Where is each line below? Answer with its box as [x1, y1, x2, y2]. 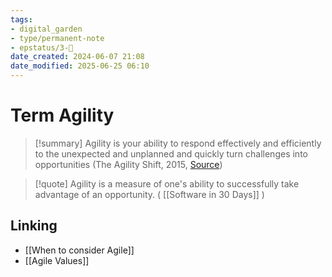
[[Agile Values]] [24, 254, 90, 266]
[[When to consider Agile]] [24, 244, 135, 256]
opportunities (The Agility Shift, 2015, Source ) [34, 158, 223, 170]
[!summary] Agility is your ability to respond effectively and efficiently [34, 137, 322, 149]
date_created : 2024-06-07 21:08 [10, 52, 145, 62]
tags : [10, 14, 33, 25]
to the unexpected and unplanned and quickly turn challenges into [34, 147, 308, 160]
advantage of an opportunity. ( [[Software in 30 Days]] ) [34, 188, 265, 200]
